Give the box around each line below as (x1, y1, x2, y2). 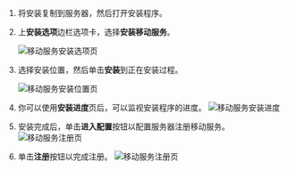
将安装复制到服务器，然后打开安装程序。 (17, 8, 167, 18)
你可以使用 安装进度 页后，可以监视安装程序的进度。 (17, 102, 207, 113)
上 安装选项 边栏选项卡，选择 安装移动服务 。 (17, 27, 175, 37)
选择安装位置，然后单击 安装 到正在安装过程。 (17, 65, 183, 75)
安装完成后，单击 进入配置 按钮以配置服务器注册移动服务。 (17, 121, 230, 132)
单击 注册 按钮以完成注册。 (17, 151, 113, 162)
